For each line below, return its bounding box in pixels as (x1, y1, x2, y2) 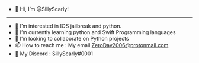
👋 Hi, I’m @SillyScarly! (14, 6, 69, 12)
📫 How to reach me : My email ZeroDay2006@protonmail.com (14, 42, 169, 48)
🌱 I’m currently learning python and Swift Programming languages (14, 29, 176, 35)
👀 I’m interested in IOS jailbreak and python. (14, 22, 122, 29)
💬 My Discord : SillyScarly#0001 (14, 50, 94, 57)
